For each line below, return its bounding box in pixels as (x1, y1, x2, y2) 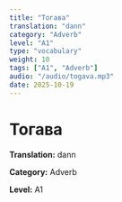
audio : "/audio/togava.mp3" (9, 72, 115, 81)
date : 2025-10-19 (9, 80, 74, 89)
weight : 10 (9, 55, 50, 64)
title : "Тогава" (9, 13, 70, 23)
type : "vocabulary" (9, 47, 83, 56)
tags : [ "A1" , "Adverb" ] (9, 64, 99, 73)
